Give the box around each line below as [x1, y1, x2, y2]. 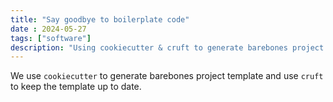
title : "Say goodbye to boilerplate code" [10, 14, 190, 25]
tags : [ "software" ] [10, 33, 92, 43]
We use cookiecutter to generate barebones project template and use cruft [10, 70, 324, 82]
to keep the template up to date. [10, 81, 142, 93]
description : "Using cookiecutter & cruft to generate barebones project [10, 42, 325, 53]
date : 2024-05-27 [10, 24, 87, 34]
